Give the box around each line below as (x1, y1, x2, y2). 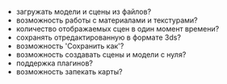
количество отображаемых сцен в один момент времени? (15, 24, 220, 33)
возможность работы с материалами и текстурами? (15, 15, 198, 25)
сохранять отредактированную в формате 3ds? (15, 32, 182, 42)
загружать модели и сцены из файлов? (15, 7, 152, 16)
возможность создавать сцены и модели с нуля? (15, 50, 187, 59)
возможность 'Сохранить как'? (15, 41, 124, 51)
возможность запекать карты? (15, 67, 123, 76)
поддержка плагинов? (15, 58, 93, 68)
